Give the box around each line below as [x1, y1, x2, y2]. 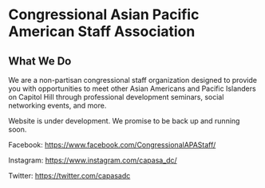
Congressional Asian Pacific [8, 6, 200, 24]
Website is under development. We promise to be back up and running [8, 116, 240, 125]
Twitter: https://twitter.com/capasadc [8, 171, 131, 180]
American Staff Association [8, 22, 196, 41]
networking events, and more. [8, 101, 107, 110]
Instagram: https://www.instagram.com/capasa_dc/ [8, 155, 177, 165]
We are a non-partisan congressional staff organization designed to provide [8, 76, 258, 84]
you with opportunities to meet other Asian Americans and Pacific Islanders [8, 84, 257, 93]
